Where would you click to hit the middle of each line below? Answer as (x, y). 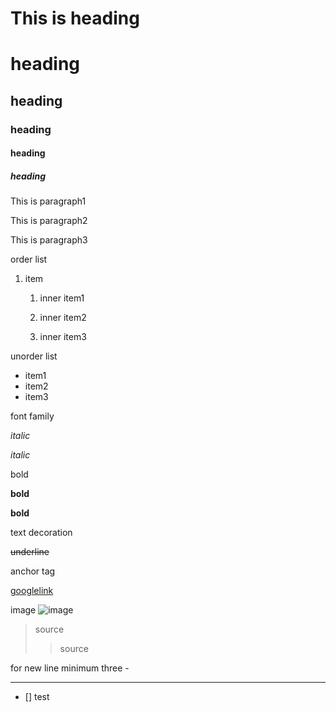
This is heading (75, 18)
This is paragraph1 (48, 201)
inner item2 (63, 318)
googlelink (32, 591)
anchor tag (33, 571)
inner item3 (63, 337)
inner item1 (62, 298)
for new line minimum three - (70, 668)
